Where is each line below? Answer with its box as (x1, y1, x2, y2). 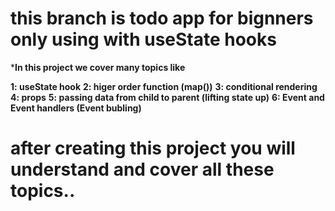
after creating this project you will (10, 137, 296, 160)
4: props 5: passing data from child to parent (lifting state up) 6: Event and (10, 91, 325, 103)
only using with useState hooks (10, 28, 277, 51)
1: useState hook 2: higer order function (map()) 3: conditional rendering (10, 80, 318, 92)
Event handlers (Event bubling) (10, 102, 142, 114)
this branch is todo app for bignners (10, 7, 314, 30)
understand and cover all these (10, 158, 275, 181)
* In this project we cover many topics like (10, 61, 186, 73)
